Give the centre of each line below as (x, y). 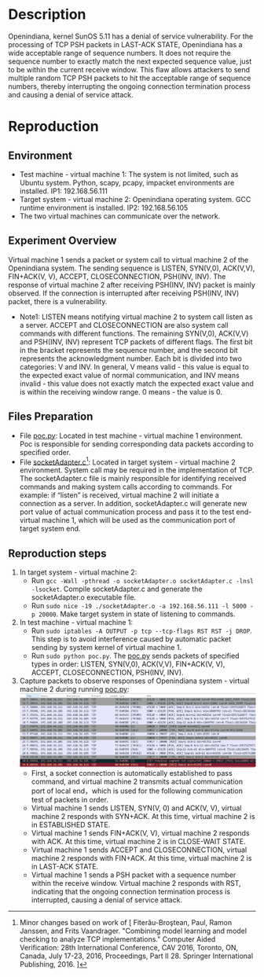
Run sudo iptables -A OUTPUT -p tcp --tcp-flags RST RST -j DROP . (142, 631)
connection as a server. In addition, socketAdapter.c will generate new (133, 504)
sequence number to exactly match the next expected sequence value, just (130, 61)
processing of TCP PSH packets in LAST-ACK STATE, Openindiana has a (125, 44)
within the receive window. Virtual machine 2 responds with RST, (136, 883)
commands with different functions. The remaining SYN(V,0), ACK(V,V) (134, 333)
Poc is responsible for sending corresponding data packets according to (136, 444)
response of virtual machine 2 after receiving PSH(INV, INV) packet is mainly (132, 285)
